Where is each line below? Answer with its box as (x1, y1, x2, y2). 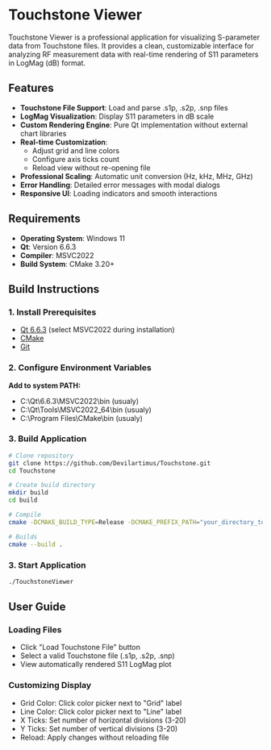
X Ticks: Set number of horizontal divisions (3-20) (19, 715, 187, 725)
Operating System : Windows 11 (19, 233, 126, 243)
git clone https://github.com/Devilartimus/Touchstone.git (8, 459, 211, 467)
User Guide (8, 600, 66, 614)
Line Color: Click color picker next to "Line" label (19, 706, 182, 716)
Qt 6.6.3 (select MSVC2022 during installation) (19, 325, 175, 335)
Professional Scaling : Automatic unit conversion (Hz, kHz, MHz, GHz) (19, 171, 253, 181)
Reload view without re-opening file (31, 163, 151, 173)
